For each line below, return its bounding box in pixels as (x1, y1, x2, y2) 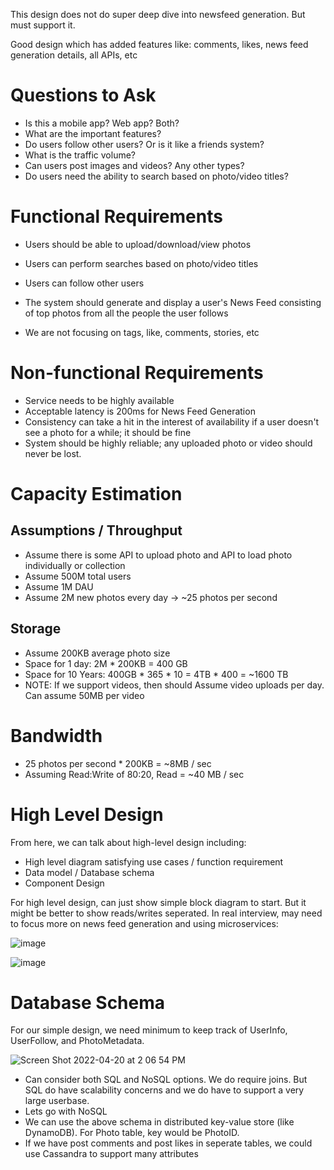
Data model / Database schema (24, 866, 155, 878)
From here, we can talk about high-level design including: (10, 836, 247, 848)
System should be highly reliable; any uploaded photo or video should (24, 437, 313, 449)
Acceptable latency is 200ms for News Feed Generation (24, 405, 256, 417)
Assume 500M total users (24, 570, 132, 582)
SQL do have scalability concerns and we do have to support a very (24, 1084, 305, 1096)
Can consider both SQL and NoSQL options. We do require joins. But (24, 1074, 308, 1086)
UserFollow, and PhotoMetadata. (10, 1035, 145, 1047)
